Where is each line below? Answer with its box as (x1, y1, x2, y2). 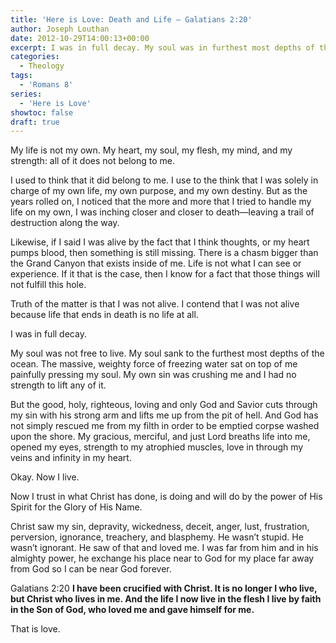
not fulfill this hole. (10, 279, 87, 291)
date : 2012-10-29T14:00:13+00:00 (10, 33, 150, 43)
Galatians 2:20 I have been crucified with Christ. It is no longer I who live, (10, 582, 318, 595)
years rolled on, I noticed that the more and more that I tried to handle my (10, 196, 312, 208)
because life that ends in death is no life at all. (10, 309, 199, 321)
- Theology (19, 61, 65, 71)
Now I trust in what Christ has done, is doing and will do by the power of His (10, 491, 323, 503)
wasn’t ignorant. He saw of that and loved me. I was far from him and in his (10, 542, 319, 554)
